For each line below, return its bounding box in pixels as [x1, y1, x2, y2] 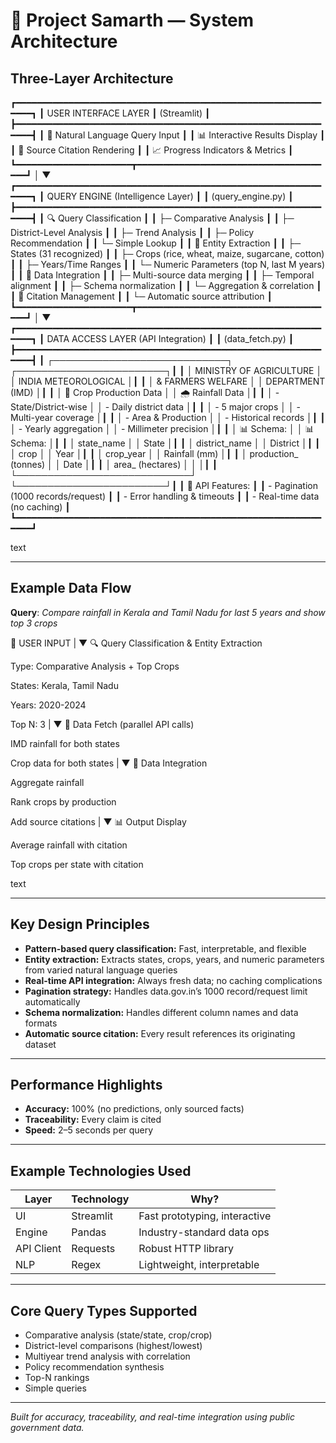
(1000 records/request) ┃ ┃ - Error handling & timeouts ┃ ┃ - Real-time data [10, 490, 320, 502]
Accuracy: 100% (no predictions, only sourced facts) [24, 1103, 245, 1115]
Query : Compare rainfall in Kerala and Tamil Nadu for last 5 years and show [10, 606, 326, 618]
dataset [24, 1038, 57, 1050]
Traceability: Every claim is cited [24, 1114, 162, 1126]
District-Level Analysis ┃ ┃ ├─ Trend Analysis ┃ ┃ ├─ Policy [10, 227, 255, 238]
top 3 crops [10, 617, 58, 629]
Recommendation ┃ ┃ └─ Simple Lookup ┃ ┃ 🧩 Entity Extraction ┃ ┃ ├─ [10, 237, 302, 249]
